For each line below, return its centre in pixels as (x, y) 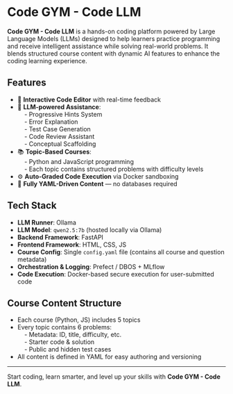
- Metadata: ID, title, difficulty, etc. (73, 335)
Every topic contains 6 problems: (64, 327)
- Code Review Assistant (59, 136)
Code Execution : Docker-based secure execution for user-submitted (116, 274)
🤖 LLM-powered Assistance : (59, 107)
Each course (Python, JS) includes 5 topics (79, 320)
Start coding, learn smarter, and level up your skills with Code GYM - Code (114, 377)
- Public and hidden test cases (68, 350)
